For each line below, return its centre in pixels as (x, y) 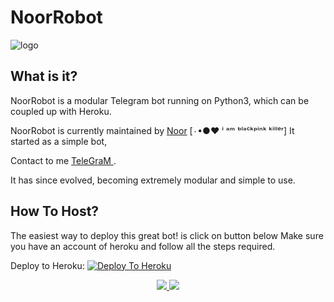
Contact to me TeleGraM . (63, 160)
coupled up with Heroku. (61, 111)
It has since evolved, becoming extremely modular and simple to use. (153, 180)
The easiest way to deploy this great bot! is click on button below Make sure (167, 235)
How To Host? (55, 211)
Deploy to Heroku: (47, 265)
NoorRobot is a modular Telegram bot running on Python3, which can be (160, 100)
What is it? (44, 76)
